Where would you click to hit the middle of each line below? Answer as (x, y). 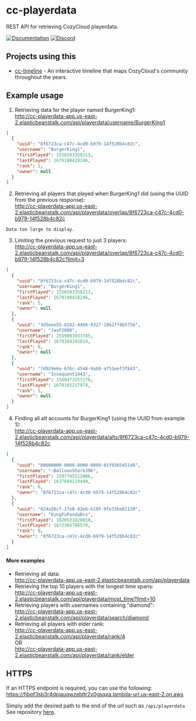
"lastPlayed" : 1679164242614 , (54, 341)
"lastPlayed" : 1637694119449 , (54, 482)
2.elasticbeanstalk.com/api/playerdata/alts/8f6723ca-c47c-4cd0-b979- (102, 437)
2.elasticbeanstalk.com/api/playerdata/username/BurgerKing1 (90, 122)
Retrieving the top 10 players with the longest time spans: (84, 587)
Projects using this (41, 57)
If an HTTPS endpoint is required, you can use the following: (79, 688)
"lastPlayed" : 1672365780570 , (54, 525)
